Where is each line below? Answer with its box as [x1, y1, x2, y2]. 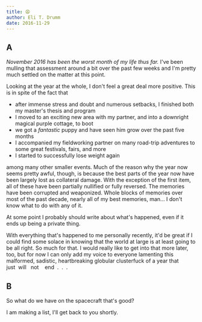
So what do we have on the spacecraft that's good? [6, 297, 134, 304]
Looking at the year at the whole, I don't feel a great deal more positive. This [6, 82, 196, 90]
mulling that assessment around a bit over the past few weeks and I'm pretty [6, 64, 197, 72]
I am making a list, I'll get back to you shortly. [6, 309, 119, 316]
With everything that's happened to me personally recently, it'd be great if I [6, 232, 193, 239]
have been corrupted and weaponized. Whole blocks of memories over [6, 189, 183, 196]
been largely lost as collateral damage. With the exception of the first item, [6, 176, 191, 184]
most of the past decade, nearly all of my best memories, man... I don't [6, 196, 183, 203]
